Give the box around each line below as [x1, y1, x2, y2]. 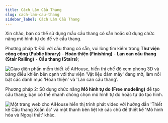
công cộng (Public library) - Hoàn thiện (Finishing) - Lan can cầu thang [5, 51, 156, 57]
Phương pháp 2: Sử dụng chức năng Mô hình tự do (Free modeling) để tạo [5, 86, 160, 92]
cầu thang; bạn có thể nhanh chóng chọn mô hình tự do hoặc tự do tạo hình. [5, 91, 163, 98]
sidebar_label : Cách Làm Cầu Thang [5, 17, 80, 22]
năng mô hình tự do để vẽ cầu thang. [5, 36, 81, 42]
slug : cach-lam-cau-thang [5, 12, 59, 17]
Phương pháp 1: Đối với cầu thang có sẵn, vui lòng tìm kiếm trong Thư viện [5, 46, 160, 52]
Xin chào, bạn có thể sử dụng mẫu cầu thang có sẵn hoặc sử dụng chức [5, 31, 155, 37]
